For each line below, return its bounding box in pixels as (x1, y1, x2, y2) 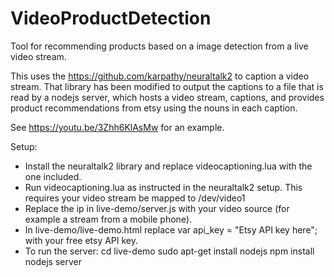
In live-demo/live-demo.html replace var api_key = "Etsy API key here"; (24, 223, 318, 236)
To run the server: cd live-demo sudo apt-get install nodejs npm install (24, 245, 315, 257)
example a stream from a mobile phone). (24, 213, 193, 225)
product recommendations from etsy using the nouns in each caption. (10, 102, 298, 114)
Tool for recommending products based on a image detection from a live (10, 40, 309, 52)
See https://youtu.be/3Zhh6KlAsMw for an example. (10, 121, 225, 133)
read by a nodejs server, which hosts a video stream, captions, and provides (10, 91, 325, 103)
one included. (24, 170, 82, 182)
